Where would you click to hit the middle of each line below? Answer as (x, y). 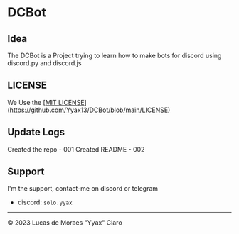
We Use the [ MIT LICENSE (46, 102)
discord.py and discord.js (44, 63)
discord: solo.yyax (45, 202)
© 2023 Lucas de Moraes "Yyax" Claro (65, 223)
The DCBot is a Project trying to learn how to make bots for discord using (115, 55)
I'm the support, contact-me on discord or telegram (83, 189)
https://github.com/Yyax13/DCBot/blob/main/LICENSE (89, 110)
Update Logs (36, 132)
